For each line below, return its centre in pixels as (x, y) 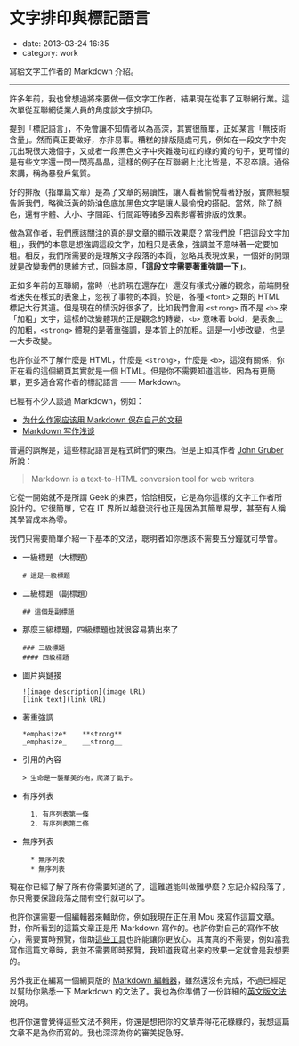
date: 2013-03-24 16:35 (65, 43)
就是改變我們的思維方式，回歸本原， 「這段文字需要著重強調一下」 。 (130, 266)
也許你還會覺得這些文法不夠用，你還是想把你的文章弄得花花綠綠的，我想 (141, 1021)
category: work (50, 52)
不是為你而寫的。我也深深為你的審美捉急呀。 (106, 1032)
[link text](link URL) (64, 699)
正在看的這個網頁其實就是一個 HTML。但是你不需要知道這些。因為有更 (138, 371)
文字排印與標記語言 (80, 18)
